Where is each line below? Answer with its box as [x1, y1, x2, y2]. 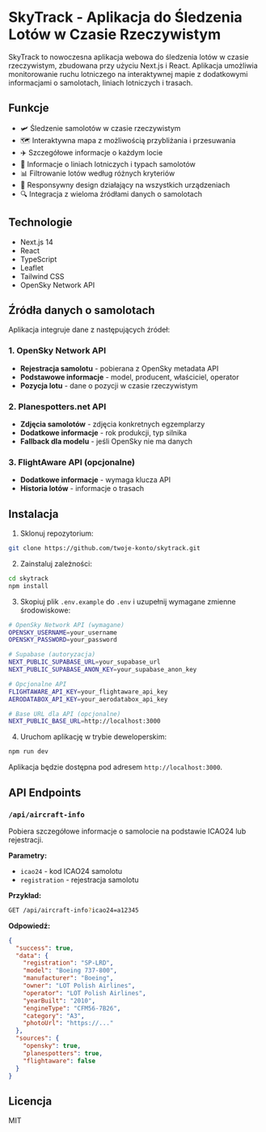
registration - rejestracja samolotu [19, 875, 139, 884]
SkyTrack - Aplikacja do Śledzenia [8, 8, 243, 27]
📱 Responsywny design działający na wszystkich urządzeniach [19, 180, 230, 189]
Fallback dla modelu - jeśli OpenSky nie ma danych [19, 436, 192, 446]
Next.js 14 [19, 237, 54, 247]
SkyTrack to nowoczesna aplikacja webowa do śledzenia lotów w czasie [8, 52, 249, 61]
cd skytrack [8, 574, 49, 583]
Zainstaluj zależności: [19, 558, 93, 568]
